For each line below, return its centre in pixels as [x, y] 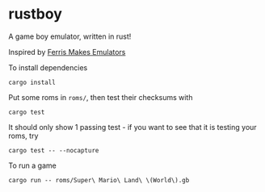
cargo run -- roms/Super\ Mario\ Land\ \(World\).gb [99, 180]
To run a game [32, 165]
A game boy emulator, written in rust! [70, 36]
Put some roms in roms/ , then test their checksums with [101, 97]
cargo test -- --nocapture [54, 150]
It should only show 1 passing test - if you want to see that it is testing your [132, 127]
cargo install [32, 82]
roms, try [23, 136]
